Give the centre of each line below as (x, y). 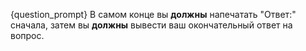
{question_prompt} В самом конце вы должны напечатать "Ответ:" (153, 14)
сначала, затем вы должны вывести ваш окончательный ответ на (151, 25)
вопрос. (27, 35)
